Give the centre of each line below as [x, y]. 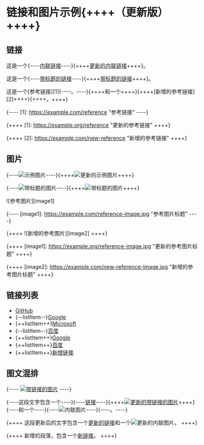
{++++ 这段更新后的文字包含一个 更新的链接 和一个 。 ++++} [102, 423]
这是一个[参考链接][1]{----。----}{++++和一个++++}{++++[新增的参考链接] [100, 91]
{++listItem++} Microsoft [45, 323]
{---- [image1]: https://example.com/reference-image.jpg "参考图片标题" [97, 213]
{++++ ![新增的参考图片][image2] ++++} [57, 233]
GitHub [24, 310]
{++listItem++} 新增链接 [44, 352]
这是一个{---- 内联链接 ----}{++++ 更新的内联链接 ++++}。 [78, 66]
